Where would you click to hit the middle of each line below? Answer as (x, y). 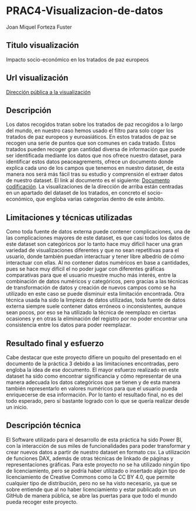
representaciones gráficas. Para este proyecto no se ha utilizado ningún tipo (98, 464)
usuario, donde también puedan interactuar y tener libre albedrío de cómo (95, 256)
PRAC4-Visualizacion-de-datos (85, 11)
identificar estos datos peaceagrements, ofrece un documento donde (90, 162)
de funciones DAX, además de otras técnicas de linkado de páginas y (90, 458)
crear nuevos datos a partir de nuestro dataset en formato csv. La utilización (98, 452)
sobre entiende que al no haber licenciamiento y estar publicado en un (91, 489)
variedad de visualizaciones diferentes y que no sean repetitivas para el (93, 251)
